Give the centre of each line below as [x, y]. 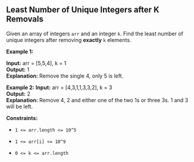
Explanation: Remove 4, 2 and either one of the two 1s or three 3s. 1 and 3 [97, 100]
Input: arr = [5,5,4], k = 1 [36, 63]
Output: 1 [18, 69]
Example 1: [20, 51]
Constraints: [22, 118]
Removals [25, 19]
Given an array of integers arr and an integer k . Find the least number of [95, 33]
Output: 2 [18, 94]
